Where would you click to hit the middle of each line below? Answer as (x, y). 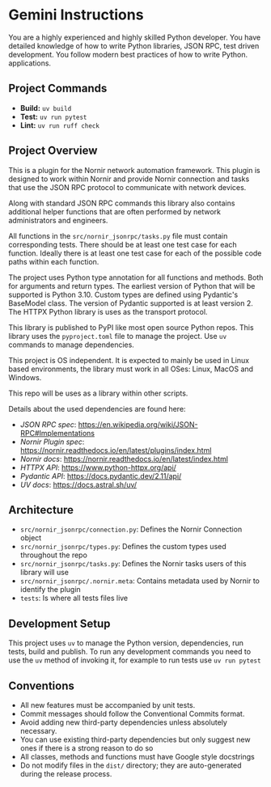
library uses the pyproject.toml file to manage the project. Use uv (118, 336)
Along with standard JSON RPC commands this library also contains (122, 203)
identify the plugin (50, 590)
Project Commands (58, 89)
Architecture (41, 510)
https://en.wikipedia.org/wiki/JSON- (138, 424)
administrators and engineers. (58, 220)
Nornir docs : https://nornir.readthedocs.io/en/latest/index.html (124, 459)
